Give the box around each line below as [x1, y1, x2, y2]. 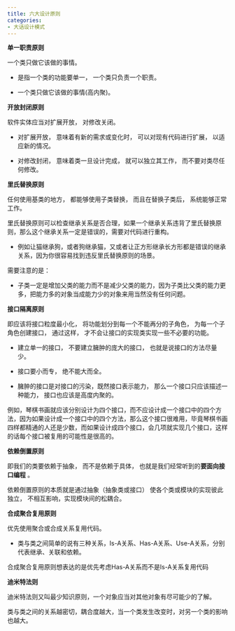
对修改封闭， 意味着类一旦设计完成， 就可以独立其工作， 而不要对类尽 [17, 157, 219, 165]
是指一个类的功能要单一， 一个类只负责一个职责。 [17, 73, 161, 81]
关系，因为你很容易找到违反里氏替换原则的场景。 [17, 251, 159, 260]
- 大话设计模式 [7, 23, 45, 30]
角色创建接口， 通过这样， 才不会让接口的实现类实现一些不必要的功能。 [7, 328, 213, 337]
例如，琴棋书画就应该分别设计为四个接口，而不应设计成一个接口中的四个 [7, 406, 215, 414]
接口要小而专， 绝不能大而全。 [17, 367, 106, 376]
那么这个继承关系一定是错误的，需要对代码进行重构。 [19, 227, 173, 236]
